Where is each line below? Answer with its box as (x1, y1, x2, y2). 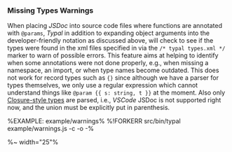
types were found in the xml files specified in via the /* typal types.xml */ (7, 44, 226, 53)
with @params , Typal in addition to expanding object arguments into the (7, 29, 210, 37)
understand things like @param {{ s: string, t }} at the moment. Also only (7, 88, 226, 97)
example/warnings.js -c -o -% (7, 125, 95, 133)
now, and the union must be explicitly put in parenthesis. (7, 104, 170, 112)
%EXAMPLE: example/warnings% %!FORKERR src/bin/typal (7, 117, 181, 125)
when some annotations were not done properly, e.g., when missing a (7, 59, 209, 67)
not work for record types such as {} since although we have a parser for (7, 74, 219, 82)
